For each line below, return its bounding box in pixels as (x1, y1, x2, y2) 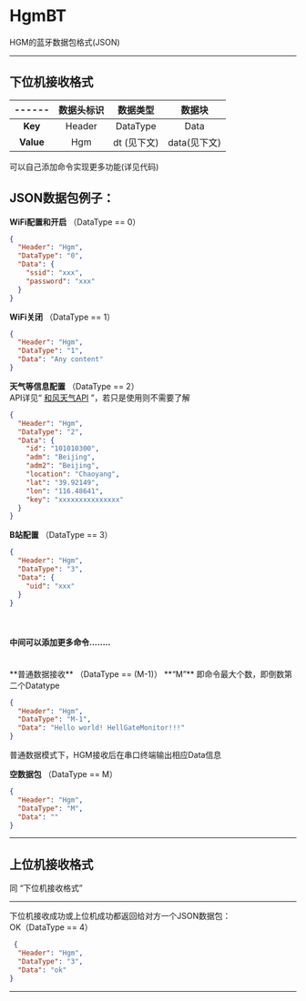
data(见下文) (168, 136, 221, 148)
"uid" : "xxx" (25, 581, 76, 591)
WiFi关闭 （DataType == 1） (9, 311, 116, 322)
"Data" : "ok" (17, 966, 67, 975)
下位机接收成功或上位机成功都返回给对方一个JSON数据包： (9, 911, 231, 922)
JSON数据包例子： (9, 190, 116, 206)
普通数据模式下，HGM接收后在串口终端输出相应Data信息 (9, 750, 221, 761)
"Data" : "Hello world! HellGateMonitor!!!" (17, 723, 185, 733)
